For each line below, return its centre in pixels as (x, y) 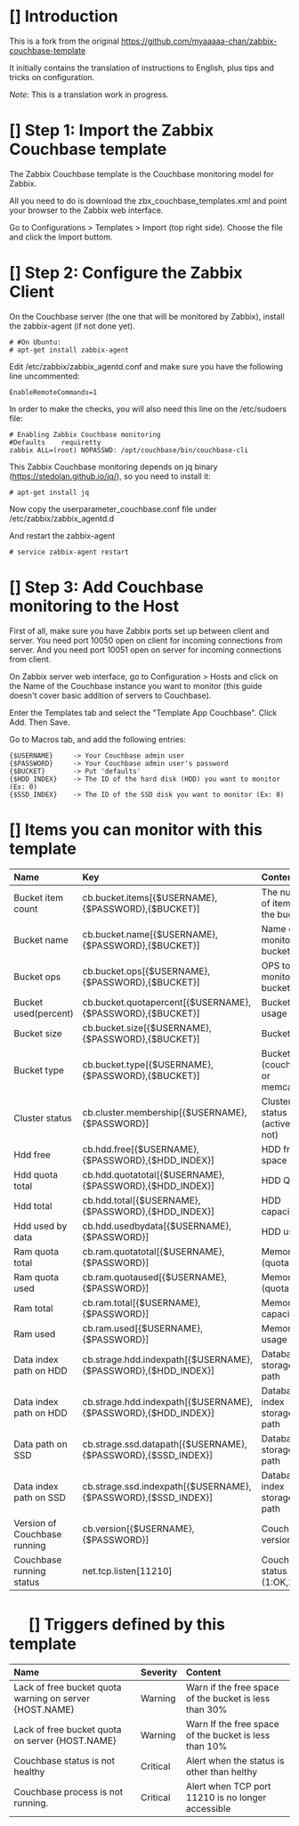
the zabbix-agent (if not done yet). (72, 326)
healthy (29, 1772)
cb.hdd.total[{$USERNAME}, (141, 1200)
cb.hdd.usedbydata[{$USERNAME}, (157, 1226)
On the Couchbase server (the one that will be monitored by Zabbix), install (147, 316)
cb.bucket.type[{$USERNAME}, (148, 1064)
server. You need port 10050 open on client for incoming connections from (146, 640)
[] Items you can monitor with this (136, 829)
